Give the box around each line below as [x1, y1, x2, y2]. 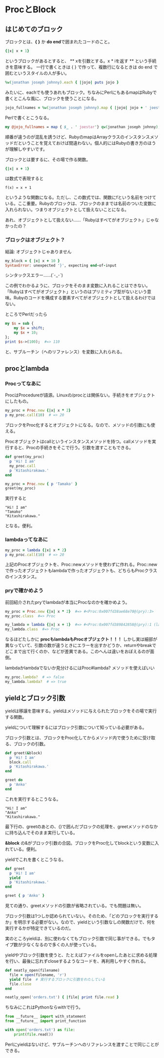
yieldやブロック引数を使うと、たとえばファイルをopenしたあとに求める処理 [5, 952, 158, 958]
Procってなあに [5, 380, 41, 387]
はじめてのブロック [5, 25, 63, 33]
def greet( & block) [5, 750, 42, 755]
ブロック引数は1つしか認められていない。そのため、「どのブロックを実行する [5, 913, 159, 919]
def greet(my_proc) [5, 455, 45, 459]
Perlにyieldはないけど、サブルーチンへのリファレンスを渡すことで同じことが [5, 1041, 159, 1047]
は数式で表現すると [5, 176, 44, 182]
